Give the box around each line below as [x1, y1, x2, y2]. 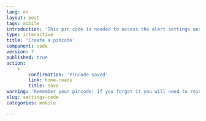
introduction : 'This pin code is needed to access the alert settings [6, 26, 191, 32]
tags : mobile [6, 20, 40, 26]
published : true [6, 54, 48, 61]
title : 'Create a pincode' [6, 37, 75, 43]
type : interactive [6, 32, 53, 38]
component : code [6, 43, 48, 50]
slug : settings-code [6, 94, 59, 100]
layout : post [6, 15, 40, 21]
